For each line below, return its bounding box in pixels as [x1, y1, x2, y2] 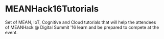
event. [5, 29, 18, 35]
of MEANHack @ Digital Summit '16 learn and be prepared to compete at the [5, 24, 159, 30]
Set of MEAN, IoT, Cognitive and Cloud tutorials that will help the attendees [5, 19, 156, 25]
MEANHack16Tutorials [5, 3, 99, 14]
